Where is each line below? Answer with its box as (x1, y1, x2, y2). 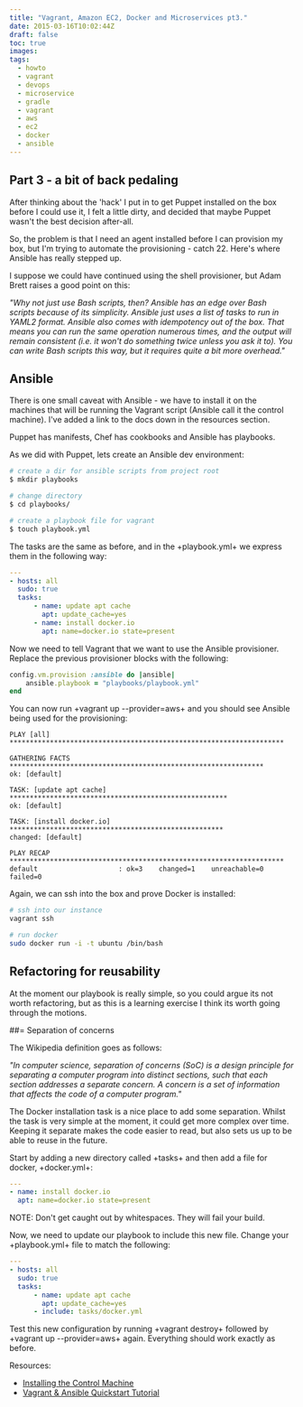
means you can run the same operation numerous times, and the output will (9, 326, 291, 337)
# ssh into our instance (9, 906, 103, 915)
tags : (9, 55, 30, 64)
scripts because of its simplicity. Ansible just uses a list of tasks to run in (9, 306, 280, 317)
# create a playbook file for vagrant (9, 516, 155, 525)
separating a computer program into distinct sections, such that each (9, 1069, 269, 1080)
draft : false (9, 30, 59, 39)
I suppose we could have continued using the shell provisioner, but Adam (9, 270, 281, 281)
